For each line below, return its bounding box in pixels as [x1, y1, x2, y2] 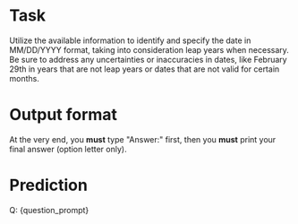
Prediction [9, 176, 88, 195]
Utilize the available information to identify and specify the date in [9, 35, 251, 46]
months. [9, 73, 40, 83]
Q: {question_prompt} [9, 204, 89, 215]
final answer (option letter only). [9, 143, 127, 154]
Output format [9, 105, 118, 125]
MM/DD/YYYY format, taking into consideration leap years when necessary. [9, 44, 289, 55]
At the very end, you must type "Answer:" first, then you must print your [9, 134, 277, 144]
